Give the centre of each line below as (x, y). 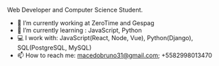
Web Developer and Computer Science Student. (75, 10)
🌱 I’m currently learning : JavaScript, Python (79, 30)
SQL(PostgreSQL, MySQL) (54, 48)
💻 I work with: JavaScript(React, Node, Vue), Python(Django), (105, 38)
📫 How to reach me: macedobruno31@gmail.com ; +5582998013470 (115, 55)
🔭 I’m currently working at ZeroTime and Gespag (85, 23)
